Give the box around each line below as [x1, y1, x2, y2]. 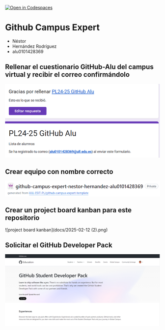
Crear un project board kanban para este [5, 206, 132, 214]
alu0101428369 [12, 48, 44, 54]
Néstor [12, 38, 27, 44]
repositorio [5, 214, 40, 222]
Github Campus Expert [5, 22, 100, 33]
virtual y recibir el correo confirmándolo [5, 70, 130, 79]
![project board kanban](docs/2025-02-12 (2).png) [5, 227, 108, 233]
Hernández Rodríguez [12, 43, 57, 49]
